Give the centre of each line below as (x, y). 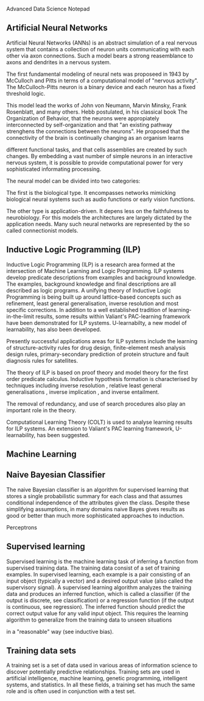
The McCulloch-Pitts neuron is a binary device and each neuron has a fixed (101, 87)
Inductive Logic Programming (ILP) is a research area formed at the (91, 264)
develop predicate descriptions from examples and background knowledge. (101, 277)
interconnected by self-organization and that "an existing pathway (89, 125)
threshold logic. (26, 93)
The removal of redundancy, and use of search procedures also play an (96, 404)
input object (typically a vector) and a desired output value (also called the (100, 581)
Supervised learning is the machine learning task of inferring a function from (102, 561)
